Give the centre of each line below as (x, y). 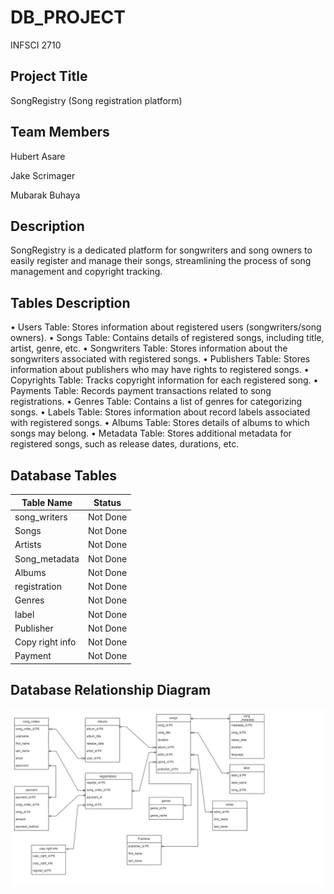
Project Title (49, 76)
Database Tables (64, 475)
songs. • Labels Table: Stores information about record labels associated (160, 412)
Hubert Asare (38, 156)
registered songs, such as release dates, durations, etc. (125, 444)
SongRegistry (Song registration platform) (96, 100)
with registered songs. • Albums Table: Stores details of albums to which (160, 423)
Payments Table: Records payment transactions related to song (141, 391)
